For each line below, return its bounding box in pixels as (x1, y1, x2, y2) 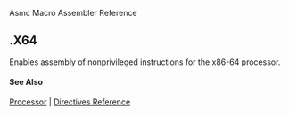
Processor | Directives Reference (9, 97, 131, 107)
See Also (9, 77, 43, 88)
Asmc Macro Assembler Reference (9, 8, 137, 18)
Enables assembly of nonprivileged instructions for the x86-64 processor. (9, 57, 281, 67)
